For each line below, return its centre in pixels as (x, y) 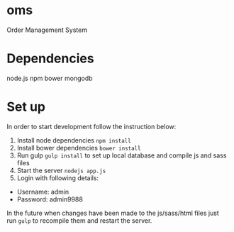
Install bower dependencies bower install (79, 148)
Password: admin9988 (50, 199)
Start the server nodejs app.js (61, 170)
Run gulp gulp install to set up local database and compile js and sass (122, 155)
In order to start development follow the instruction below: (91, 126)
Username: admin (43, 192)
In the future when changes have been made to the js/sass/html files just (113, 213)
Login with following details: (58, 178)
